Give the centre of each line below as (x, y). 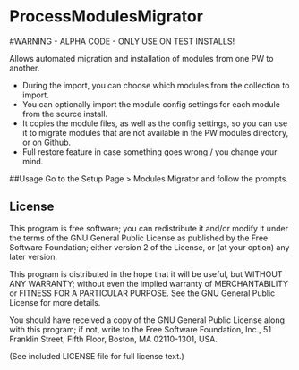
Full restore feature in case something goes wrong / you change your (149, 151)
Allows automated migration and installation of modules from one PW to (141, 58)
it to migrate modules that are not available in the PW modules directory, (155, 132)
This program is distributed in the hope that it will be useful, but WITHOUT (146, 273)
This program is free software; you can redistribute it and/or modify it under (149, 228)
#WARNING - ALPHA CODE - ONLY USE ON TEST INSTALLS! (122, 41)
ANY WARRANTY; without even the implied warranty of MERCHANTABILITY (149, 283)
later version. (34, 256)
